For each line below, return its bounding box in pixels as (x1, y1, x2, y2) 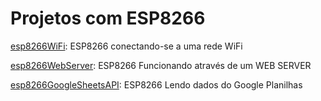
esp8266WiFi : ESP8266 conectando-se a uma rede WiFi (10, 40, 243, 52)
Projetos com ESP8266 (10, 7, 206, 30)
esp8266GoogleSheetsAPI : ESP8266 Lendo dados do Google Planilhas (10, 78, 303, 91)
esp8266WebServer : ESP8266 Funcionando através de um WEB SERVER (10, 59, 312, 71)
